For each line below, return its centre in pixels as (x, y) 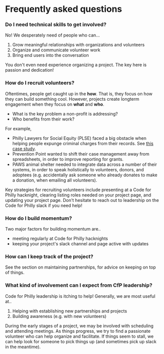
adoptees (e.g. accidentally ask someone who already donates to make (85, 175)
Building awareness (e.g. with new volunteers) (59, 316)
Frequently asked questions (64, 9)
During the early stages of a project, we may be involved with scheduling (80, 326)
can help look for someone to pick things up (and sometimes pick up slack (81, 341)
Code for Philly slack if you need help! (44, 205)
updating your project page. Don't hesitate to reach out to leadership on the (82, 200)
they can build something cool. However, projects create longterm (72, 99)
